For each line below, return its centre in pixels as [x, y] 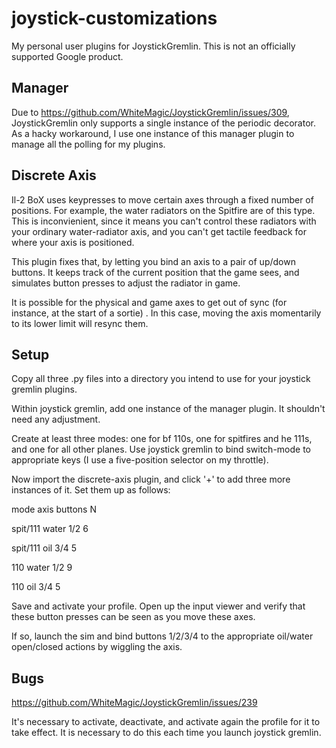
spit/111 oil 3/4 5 [44, 548]
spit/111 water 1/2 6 [50, 529]
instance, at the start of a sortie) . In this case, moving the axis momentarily [166, 313]
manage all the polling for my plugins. [88, 144]
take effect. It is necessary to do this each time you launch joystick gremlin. [166, 733]
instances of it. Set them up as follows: [91, 490]
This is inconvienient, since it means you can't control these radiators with [164, 221]
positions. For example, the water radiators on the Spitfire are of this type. [163, 210]
